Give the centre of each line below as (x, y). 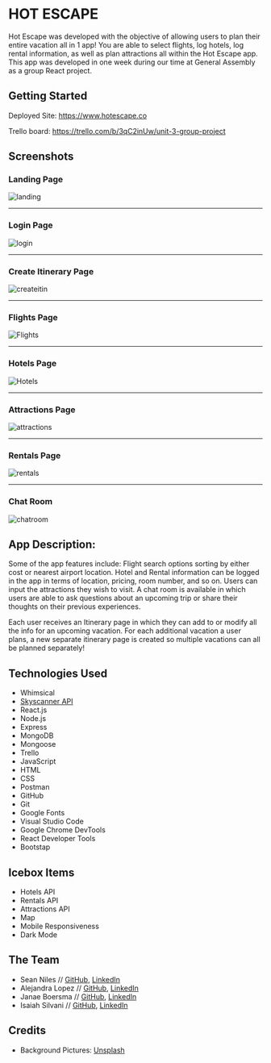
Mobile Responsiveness (59, 926)
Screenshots (41, 157)
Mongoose (38, 744)
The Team (34, 960)
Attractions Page (42, 410)
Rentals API (39, 900)
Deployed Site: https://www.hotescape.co (78, 115)
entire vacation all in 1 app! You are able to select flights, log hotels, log (126, 44)
